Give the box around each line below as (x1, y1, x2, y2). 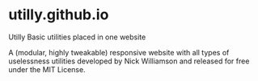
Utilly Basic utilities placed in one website (8, 32, 146, 42)
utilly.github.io (8, 6, 109, 24)
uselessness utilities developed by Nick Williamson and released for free (8, 56, 250, 66)
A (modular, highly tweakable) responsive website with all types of (8, 47, 230, 57)
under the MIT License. (8, 64, 87, 74)
